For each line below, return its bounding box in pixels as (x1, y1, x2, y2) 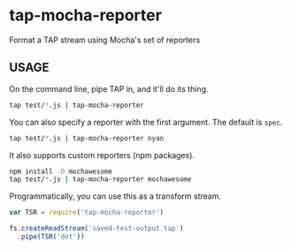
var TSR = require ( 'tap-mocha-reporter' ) (9, 208, 165, 217)
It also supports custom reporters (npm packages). (9, 149, 195, 160)
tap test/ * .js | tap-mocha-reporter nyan (9, 133, 165, 142)
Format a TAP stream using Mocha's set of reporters (9, 34, 201, 45)
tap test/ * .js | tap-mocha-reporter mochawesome (9, 175, 192, 184)
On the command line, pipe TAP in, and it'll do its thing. (9, 83, 210, 94)
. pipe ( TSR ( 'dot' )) (17, 232, 86, 241)
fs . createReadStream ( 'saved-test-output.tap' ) (9, 224, 184, 233)
